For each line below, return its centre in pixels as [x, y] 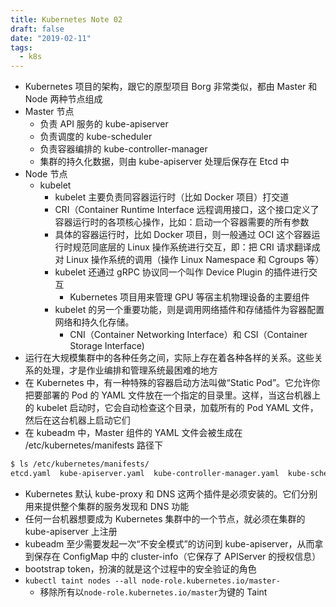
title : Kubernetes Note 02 [66, 19]
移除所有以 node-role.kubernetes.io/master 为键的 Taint [153, 592]
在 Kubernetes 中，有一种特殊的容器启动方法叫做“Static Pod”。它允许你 [172, 383]
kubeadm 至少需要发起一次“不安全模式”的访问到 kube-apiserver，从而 [169, 543]
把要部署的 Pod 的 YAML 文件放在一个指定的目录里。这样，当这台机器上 [173, 395]
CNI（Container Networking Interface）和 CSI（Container [188, 335]
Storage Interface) [107, 346]
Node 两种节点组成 [63, 99]
